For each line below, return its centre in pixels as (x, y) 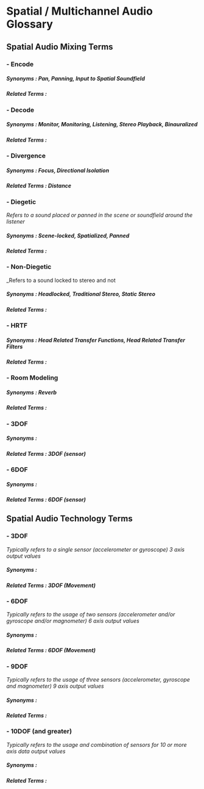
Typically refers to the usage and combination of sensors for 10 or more (97, 744)
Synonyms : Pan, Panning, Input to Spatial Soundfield (76, 79)
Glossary (30, 24)
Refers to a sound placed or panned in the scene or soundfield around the (100, 215)
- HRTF (17, 325)
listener (16, 222)
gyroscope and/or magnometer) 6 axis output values (73, 621)
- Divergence (26, 156)
